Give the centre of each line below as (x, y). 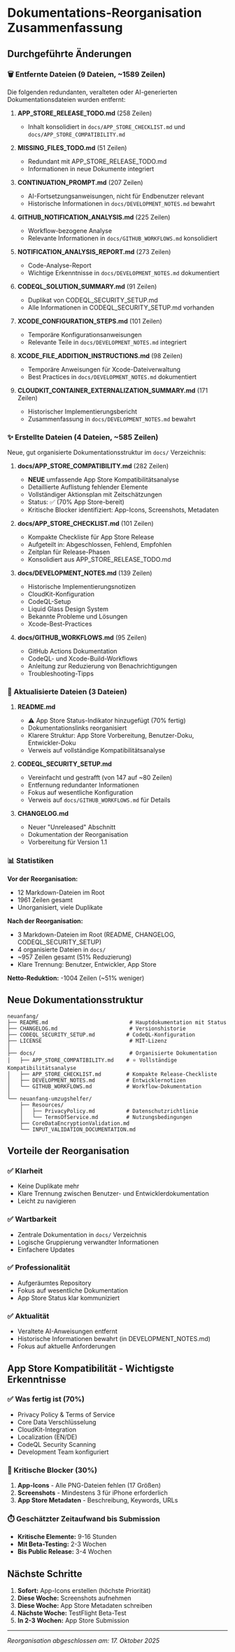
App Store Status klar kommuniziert (69, 1297)
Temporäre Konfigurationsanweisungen (85, 334)
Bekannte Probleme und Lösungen (78, 616)
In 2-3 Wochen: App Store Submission (73, 1620)
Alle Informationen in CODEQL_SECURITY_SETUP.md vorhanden (121, 308)
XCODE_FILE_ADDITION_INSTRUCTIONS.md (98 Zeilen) (100, 355)
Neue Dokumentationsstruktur (75, 1000)
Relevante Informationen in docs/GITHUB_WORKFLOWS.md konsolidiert (123, 238)
